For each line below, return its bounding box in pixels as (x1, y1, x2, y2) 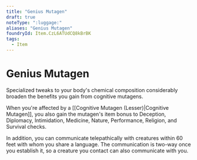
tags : (6, 36, 20, 42)
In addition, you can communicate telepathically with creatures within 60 (6, 134, 183, 142)
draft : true (6, 14, 35, 20)
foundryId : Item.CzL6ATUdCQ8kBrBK (6, 31, 92, 37)
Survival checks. (6, 123, 47, 130)
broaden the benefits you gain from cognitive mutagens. (6, 93, 144, 100)
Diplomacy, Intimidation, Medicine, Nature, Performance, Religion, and (6, 116, 177, 124)
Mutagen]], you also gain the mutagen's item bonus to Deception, (6, 110, 166, 117)
